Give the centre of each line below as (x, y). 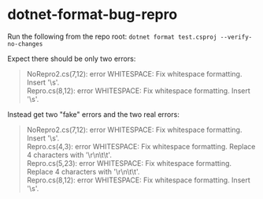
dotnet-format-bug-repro (93, 15)
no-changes (25, 44)
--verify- (236, 37)
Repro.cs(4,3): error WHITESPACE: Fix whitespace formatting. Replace (141, 146)
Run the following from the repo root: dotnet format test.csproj (112, 36)
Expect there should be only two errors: (72, 58)
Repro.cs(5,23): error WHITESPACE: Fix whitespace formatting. (129, 163)
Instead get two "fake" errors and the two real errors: (94, 114)
